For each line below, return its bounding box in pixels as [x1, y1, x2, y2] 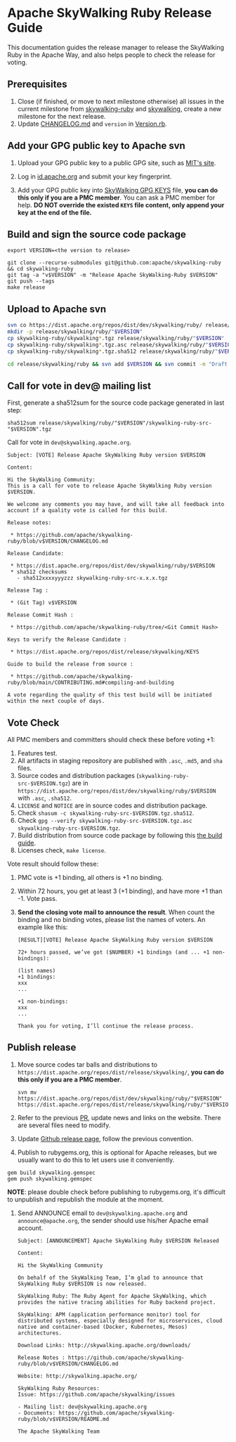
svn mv [17, 1089, 37, 1096]
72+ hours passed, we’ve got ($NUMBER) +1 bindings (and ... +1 [17, 949, 210, 956]
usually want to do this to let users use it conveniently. [17, 1155, 175, 1164]
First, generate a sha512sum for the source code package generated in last [7, 398, 225, 407]
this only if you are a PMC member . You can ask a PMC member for [17, 193, 216, 202]
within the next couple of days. [7, 698, 105, 705]
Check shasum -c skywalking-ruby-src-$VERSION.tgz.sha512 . [17, 809, 195, 817]
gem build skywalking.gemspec [7, 1169, 96, 1176]
